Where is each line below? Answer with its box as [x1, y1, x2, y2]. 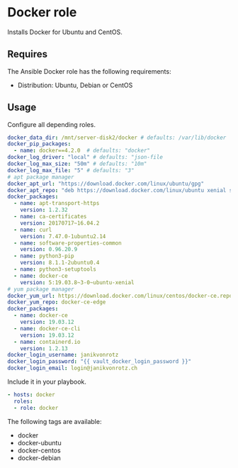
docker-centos [17, 446, 62, 455]
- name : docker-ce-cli [13, 325, 81, 332]
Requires [7, 48, 48, 60]
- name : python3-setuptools [13, 266, 97, 273]
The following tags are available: [7, 417, 102, 425]
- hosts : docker [7, 391, 55, 399]
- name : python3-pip [13, 252, 74, 260]
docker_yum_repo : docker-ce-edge [7, 299, 106, 306]
